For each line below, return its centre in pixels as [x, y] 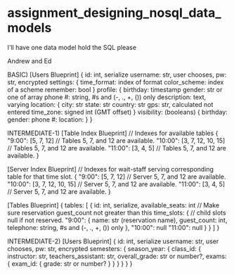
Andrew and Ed [30, 60]
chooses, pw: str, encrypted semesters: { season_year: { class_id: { [104, 248]
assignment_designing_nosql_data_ [114, 13]
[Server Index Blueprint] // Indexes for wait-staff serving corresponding [111, 169]
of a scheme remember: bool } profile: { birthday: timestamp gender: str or [115, 89]
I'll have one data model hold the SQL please [72, 47]
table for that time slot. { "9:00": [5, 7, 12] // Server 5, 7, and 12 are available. [117, 177]
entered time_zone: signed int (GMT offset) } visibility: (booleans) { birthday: [118, 112]
